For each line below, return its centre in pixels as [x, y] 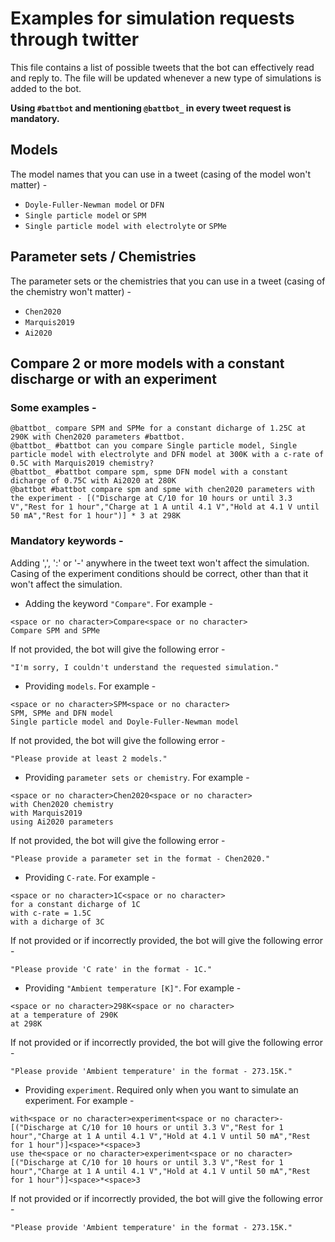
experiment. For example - [79, 1100]
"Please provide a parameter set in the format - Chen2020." [140, 858]
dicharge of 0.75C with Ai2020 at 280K [93, 481]
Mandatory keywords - [67, 541]
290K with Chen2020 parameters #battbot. [98, 437]
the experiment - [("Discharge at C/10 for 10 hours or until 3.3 [151, 498]
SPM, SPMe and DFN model [62, 713]
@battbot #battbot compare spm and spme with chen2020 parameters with [162, 490]
